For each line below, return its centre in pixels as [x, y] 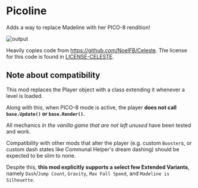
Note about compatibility [53, 75]
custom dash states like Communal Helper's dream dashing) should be [93, 149]
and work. [18, 131]
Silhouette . [20, 180]
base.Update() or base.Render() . [45, 113]
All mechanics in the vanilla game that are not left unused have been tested [99, 125]
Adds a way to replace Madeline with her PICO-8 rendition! [78, 27]
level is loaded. [25, 95]
